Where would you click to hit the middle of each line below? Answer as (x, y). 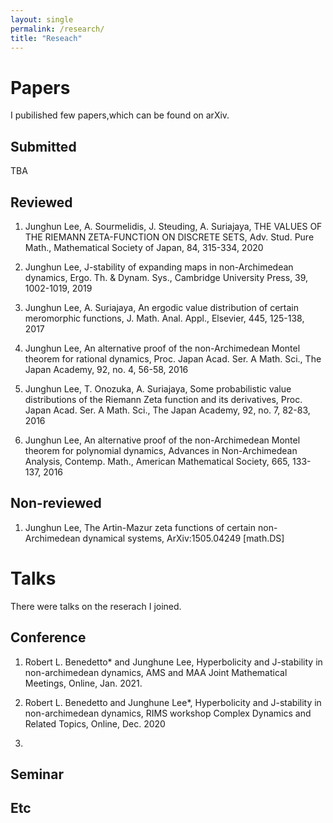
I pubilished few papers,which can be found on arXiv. (120, 115)
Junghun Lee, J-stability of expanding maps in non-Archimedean (159, 267)
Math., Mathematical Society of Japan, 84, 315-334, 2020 (144, 247)
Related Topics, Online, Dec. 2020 (95, 723)
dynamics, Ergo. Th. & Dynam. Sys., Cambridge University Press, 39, (166, 277)
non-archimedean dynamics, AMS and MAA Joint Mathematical (156, 672)
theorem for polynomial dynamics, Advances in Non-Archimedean (161, 450)
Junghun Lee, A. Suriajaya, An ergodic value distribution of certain (161, 307)
